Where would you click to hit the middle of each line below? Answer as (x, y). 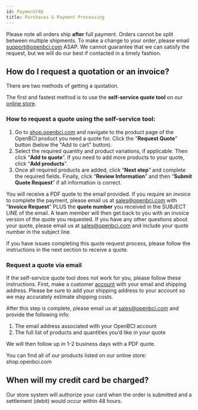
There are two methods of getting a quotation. (63, 86)
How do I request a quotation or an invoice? (88, 71)
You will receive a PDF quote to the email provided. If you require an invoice (98, 194)
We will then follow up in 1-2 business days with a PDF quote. (81, 344)
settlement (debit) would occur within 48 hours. (64, 401)
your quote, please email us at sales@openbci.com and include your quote (97, 225)
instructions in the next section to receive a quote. (67, 249)
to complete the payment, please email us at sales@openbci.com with (92, 200)
